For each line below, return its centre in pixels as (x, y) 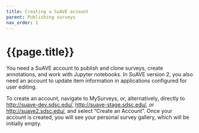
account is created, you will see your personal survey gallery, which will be (98, 117)
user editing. (22, 87)
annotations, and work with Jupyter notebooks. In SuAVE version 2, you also (99, 74)
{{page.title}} (40, 52)
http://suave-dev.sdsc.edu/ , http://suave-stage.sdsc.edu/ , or (80, 105)
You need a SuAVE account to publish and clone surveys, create (85, 68)
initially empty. (24, 124)
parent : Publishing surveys (41, 17)
